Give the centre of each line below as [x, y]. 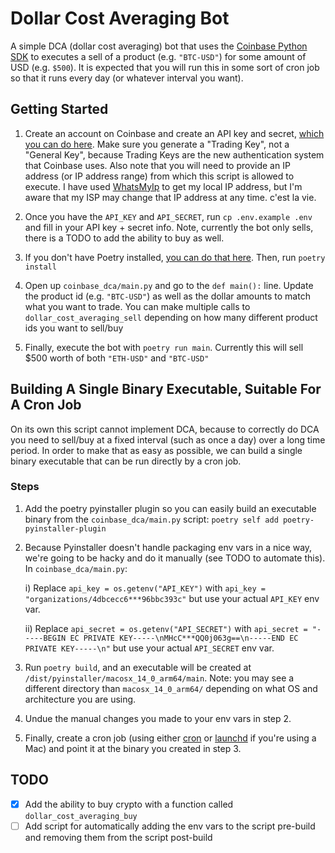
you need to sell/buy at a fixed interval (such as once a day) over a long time [168, 439]
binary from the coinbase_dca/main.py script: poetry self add [151, 519]
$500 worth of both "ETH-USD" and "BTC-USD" [117, 358]
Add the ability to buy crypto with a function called [129, 804]
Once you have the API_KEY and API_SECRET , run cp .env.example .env [168, 216]
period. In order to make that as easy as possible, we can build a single [156, 450]
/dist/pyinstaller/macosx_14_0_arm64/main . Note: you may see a [159, 678]
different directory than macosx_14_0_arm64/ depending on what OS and [171, 688]
